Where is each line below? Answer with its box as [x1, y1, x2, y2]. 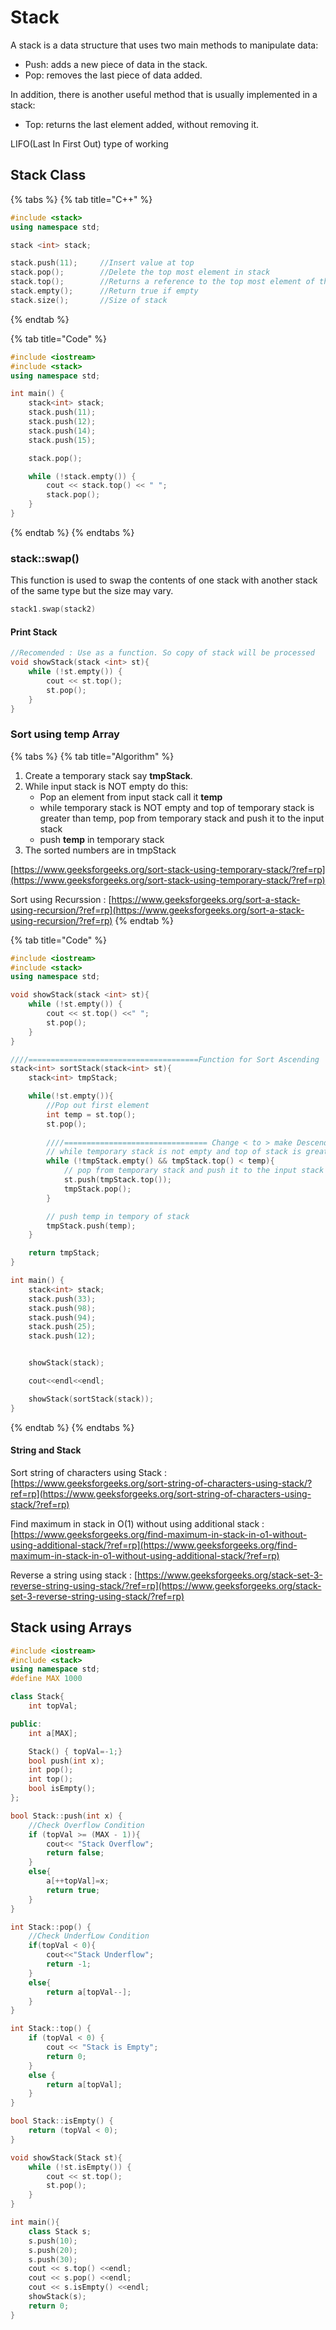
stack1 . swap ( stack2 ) [10, 604, 97, 615]
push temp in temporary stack [39, 833, 165, 845]
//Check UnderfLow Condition [28, 1931, 150, 1941]
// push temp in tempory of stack [46, 1211, 190, 1221]
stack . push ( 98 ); [28, 1303, 97, 1313]
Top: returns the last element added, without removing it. [24, 118, 260, 130]
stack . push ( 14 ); [28, 426, 97, 436]
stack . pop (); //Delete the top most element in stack [10, 267, 271, 278]
